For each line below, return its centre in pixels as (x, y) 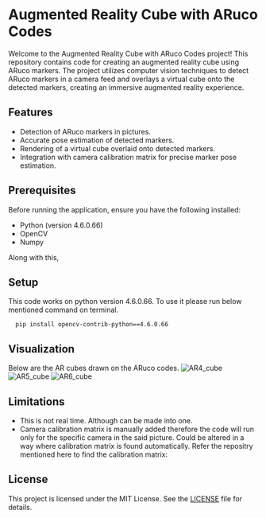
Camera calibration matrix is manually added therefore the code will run (137, 429)
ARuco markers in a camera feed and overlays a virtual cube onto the (121, 79)
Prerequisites (42, 191)
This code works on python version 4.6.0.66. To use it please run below (125, 302)
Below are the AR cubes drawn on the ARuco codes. (94, 368)
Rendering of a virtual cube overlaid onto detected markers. (118, 148)
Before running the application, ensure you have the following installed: (125, 209)
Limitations (37, 401)
